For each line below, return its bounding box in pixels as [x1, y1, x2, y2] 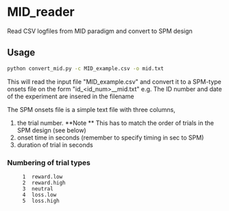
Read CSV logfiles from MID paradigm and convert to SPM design [7, 27, 193, 35]
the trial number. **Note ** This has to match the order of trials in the [16, 118, 215, 127]
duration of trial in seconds [16, 140, 94, 148]
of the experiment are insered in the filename [7, 92, 134, 100]
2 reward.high [22, 179, 67, 186]
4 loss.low [22, 191, 57, 198]
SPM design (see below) [16, 126, 87, 134]
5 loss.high [22, 197, 60, 204]
